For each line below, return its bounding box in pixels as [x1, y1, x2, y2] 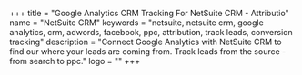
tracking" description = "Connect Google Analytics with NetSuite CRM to [9, 36, 282, 47]
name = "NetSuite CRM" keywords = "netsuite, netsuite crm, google [9, 17, 264, 28]
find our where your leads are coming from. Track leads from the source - [9, 46, 287, 57]
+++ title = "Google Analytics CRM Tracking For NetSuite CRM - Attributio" [9, 8, 289, 18]
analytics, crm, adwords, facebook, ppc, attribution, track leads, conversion [9, 27, 293, 37]
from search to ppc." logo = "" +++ [9, 56, 141, 66]
